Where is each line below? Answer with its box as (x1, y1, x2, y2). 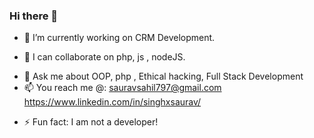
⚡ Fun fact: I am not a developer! (23, 116, 159, 128)
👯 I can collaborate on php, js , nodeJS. (23, 51, 186, 63)
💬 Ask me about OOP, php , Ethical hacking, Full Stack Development (23, 70, 304, 83)
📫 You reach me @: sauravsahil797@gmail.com (23, 82, 222, 94)
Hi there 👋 (9, 9, 59, 23)
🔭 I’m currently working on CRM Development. (23, 32, 216, 44)
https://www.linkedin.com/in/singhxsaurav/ (23, 96, 202, 108)
